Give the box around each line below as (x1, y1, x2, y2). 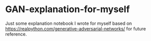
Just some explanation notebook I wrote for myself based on (5, 20, 132, 26)
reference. (5, 31, 27, 37)
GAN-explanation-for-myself (5, 4, 130, 15)
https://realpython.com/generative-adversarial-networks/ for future (5, 25, 146, 31)
